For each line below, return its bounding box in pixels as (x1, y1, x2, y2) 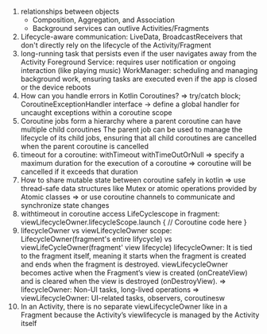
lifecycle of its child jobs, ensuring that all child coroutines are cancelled (20, 133, 257, 142)
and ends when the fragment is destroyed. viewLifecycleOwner (20, 259, 229, 269)
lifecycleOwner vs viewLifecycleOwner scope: (20, 226, 172, 235)
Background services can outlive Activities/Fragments (32, 24, 210, 33)
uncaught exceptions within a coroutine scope (20, 108, 172, 117)
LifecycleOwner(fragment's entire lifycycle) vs (20, 234, 172, 244)
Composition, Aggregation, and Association (32, 15, 176, 25)
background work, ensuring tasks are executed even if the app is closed (20, 75, 257, 83)
